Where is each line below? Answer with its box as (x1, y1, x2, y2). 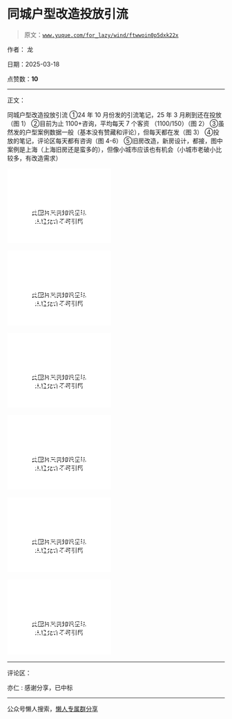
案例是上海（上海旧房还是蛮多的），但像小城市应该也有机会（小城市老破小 (7, 145, 216, 153)
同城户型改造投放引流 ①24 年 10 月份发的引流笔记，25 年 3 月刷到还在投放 (7, 110, 222, 118)
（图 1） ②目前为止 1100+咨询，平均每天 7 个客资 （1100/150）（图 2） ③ (7, 119, 219, 127)
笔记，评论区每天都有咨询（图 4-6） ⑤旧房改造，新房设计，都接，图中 (19, 136, 223, 145)
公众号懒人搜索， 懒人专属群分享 (7, 704, 98, 713)
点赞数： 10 (7, 74, 39, 83)
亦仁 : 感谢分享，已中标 (7, 683, 73, 691)
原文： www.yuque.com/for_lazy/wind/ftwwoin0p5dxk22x (23, 30, 179, 39)
